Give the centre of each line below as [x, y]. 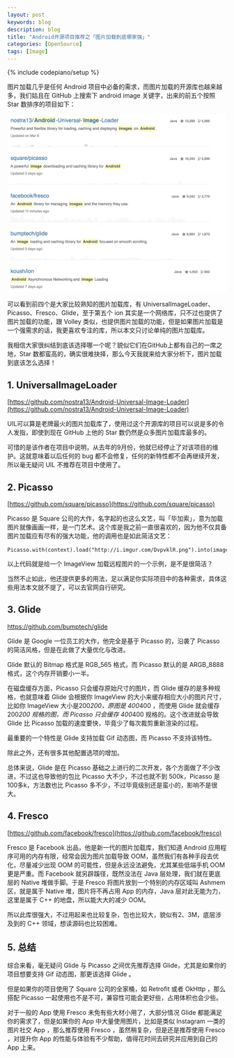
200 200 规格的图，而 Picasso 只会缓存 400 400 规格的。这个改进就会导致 [113, 714]
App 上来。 [23, 1048]
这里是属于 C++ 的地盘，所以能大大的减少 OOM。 [78, 899]
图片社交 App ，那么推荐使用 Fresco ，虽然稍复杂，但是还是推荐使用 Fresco [116, 1030]
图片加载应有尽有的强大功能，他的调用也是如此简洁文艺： [89, 536]
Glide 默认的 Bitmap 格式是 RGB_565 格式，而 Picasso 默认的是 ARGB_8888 [116, 664]
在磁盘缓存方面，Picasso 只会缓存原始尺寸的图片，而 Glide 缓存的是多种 [111, 688]
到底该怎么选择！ [32, 362]
